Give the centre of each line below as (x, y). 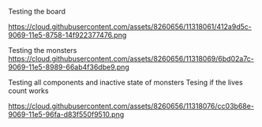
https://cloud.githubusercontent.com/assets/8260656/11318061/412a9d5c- (130, 26)
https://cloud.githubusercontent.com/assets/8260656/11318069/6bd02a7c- (131, 59)
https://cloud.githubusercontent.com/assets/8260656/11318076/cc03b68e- (131, 106)
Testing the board (37, 11)
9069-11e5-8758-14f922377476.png (67, 35)
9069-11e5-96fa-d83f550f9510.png (66, 114)
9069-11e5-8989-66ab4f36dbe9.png (69, 67)
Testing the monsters (43, 50)
